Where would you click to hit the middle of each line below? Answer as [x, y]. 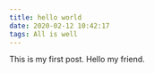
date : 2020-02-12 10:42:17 [60, 26]
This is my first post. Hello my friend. [77, 60]
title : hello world [46, 17]
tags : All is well [43, 34]
